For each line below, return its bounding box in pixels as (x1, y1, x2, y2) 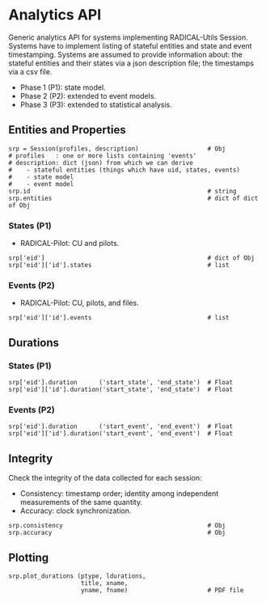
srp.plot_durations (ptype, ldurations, (8, 572, 147, 580)
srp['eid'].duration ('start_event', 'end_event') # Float (8, 422, 233, 430)
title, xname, (80, 579, 129, 587)
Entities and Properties (8, 123, 127, 137)
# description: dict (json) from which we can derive (8, 159, 194, 167)
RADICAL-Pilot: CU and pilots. (19, 239, 120, 248)
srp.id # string (8, 187, 237, 195)
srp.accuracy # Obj (8, 528, 226, 537)
